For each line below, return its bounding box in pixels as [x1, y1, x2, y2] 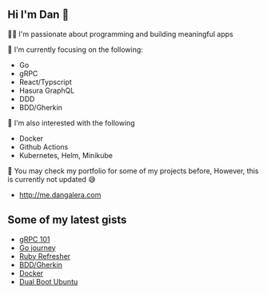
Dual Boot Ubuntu [18, 276, 78, 286]
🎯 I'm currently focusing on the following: [7, 45, 143, 54]
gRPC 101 [18, 234, 50, 244]
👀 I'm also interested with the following [7, 117, 135, 128]
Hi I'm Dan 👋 [7, 8, 70, 22]
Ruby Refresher [18, 251, 71, 260]
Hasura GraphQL [18, 85, 75, 95]
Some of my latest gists [7, 213, 127, 227]
